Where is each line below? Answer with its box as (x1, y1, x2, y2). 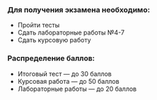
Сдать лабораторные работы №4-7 (17, 28, 125, 37)
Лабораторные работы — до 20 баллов (17, 85, 137, 93)
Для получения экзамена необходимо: (7, 5, 151, 15)
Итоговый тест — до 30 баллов (17, 69, 112, 78)
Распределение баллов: (7, 54, 95, 63)
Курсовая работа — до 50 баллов (17, 77, 120, 85)
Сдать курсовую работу (17, 36, 91, 44)
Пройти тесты (17, 21, 60, 30)
